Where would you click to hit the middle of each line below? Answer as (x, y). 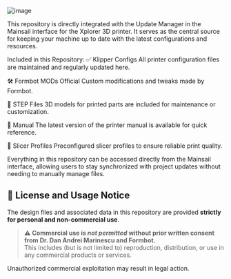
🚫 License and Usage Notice (69, 196)
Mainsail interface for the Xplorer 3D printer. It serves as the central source (114, 31)
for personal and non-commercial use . (63, 219)
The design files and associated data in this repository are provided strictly (114, 212)
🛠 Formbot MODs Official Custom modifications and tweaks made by (106, 81)
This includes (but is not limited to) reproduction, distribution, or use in (124, 247)
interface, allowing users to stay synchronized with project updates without (114, 166)
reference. (22, 132)
